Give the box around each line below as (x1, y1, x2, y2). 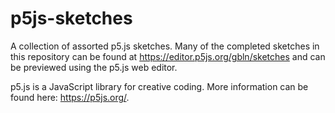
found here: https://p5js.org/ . (10, 91, 130, 103)
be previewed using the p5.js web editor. (10, 61, 178, 73)
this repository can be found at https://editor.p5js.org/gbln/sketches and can (10, 50, 326, 62)
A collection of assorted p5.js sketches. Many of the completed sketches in (10, 40, 320, 52)
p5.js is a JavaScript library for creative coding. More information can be (10, 80, 309, 92)
